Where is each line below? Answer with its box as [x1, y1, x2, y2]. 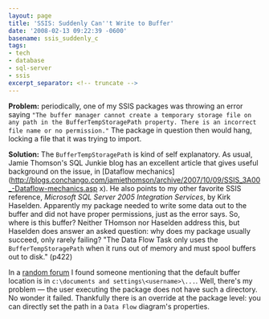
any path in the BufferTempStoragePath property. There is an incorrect [8, 118, 257, 126]
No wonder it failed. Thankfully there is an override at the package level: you [8, 292, 261, 302]
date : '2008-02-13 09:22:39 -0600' [8, 27, 128, 35]
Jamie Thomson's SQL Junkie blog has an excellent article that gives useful [8, 157, 259, 167]
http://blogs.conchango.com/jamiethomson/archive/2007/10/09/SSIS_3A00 [10, 174, 261, 185]
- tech [8, 49, 31, 57]
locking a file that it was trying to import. [8, 133, 142, 143]
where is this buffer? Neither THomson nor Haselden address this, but [8, 218, 240, 227]
